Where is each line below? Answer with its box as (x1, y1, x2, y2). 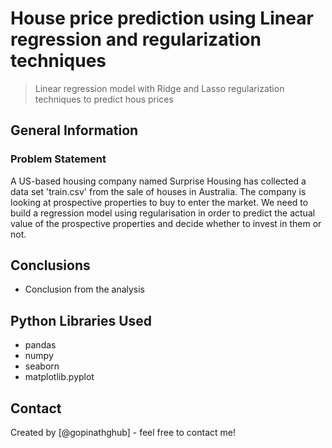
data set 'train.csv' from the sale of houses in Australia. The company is (10, 185, 307, 197)
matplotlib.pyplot (24, 371, 95, 383)
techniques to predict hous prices (34, 93, 174, 105)
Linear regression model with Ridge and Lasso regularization (34, 82, 285, 94)
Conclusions (10, 257, 91, 274)
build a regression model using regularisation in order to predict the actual (10, 207, 316, 219)
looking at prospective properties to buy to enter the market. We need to (10, 196, 309, 208)
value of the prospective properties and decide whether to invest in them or (10, 217, 322, 229)
